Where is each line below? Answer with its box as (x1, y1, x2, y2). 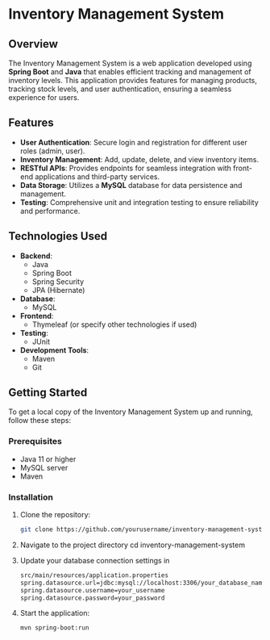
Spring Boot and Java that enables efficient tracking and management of (8, 67, 251, 77)
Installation (8, 492, 54, 503)
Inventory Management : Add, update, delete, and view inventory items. (19, 154, 260, 164)
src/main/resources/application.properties (19, 571, 169, 579)
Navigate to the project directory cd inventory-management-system (19, 540, 246, 550)
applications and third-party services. (35, 171, 160, 182)
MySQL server (19, 462, 69, 472)
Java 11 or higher (19, 454, 77, 464)
